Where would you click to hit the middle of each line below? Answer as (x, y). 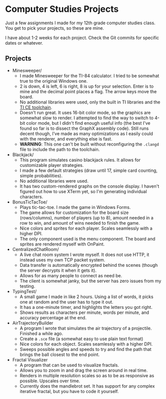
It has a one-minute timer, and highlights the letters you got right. (86, 307)
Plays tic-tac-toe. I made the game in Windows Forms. (75, 207)
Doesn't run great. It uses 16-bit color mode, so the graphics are (85, 112)
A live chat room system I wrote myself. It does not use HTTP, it (84, 254)
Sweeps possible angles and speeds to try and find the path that (85, 349)
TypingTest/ (25, 291)
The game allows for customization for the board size (74, 212)
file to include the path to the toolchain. (60, 149)
